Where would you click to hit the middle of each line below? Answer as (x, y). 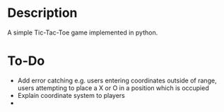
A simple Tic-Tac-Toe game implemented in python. (83, 32)
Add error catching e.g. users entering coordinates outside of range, (117, 80)
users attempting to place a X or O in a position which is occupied (113, 88)
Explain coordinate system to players (71, 95)
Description (42, 13)
